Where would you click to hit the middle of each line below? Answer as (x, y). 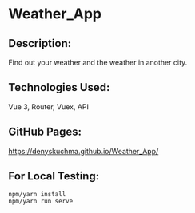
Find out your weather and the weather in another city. (98, 62)
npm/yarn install (37, 195)
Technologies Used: (59, 87)
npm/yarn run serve (41, 201)
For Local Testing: (54, 176)
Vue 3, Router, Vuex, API (49, 106)
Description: (40, 43)
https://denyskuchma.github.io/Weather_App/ (84, 151)
